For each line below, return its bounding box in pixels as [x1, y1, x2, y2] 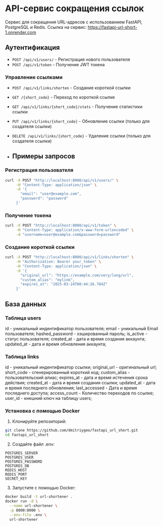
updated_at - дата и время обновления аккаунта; [5, 341, 107, 347]
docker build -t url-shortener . [5, 494, 73, 499]
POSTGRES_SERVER [5, 451, 38, 456]
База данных [5, 300, 47, 308]
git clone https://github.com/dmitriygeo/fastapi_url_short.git [5, 428, 138, 433]
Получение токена [5, 212, 52, 219]
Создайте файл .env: [12, 441, 55, 447]
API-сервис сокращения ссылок [5, 3, 145, 14]
